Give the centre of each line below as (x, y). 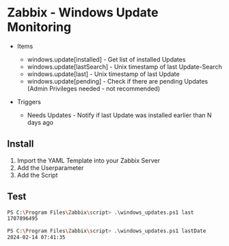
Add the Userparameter (50, 168)
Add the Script (37, 175)
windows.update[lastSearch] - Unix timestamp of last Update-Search (124, 66)
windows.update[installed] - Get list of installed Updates (106, 59)
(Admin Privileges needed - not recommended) (94, 88)
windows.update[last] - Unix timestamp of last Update (103, 74)
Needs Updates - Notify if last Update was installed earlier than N (119, 115)
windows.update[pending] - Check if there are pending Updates (118, 81)
